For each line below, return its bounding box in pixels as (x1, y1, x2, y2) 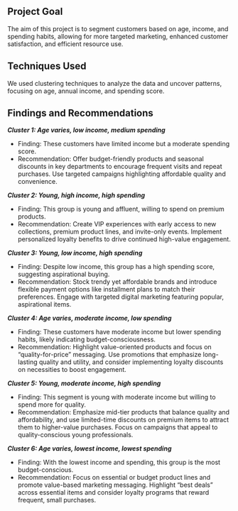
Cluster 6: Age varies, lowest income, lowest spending (7, 444, 172, 453)
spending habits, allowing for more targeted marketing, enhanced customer (7, 32, 229, 40)
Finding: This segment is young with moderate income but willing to (17, 393, 216, 402)
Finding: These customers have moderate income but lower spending (17, 328, 222, 336)
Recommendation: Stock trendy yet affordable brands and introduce (17, 278, 217, 286)
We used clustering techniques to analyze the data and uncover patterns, (7, 79, 222, 87)
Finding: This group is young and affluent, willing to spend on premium (17, 205, 225, 214)
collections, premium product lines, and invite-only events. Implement (17, 227, 222, 236)
